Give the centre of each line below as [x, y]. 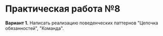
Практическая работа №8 [63, 9]
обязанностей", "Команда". [35, 28]
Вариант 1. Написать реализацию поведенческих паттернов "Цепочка [82, 23]
